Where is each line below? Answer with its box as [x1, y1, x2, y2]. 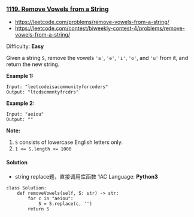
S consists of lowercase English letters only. [14, 138, 123, 146]
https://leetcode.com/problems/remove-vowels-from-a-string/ [14, 19, 169, 26]
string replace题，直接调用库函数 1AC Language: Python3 [14, 173, 158, 180]
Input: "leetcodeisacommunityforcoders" [6, 84, 109, 90]
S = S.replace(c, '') [38, 200, 93, 207]
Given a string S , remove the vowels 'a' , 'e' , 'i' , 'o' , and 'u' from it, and [6, 55, 189, 62]
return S [28, 206, 50, 212]
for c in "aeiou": [28, 195, 74, 201]
